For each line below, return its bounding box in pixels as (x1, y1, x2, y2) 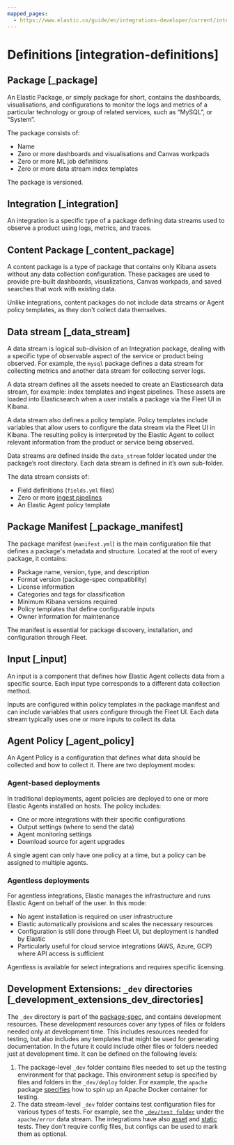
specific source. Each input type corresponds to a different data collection (7, 679, 221, 687)
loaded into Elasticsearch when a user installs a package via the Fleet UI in (7, 394, 221, 403)
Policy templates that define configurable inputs (17, 604, 155, 613)
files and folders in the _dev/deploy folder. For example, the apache (17, 1077, 208, 1086)
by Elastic (17, 935, 45, 943)
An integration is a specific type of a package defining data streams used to (7, 217, 225, 225)
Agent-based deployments (7, 778, 100, 788)
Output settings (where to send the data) (17, 822, 134, 831)
